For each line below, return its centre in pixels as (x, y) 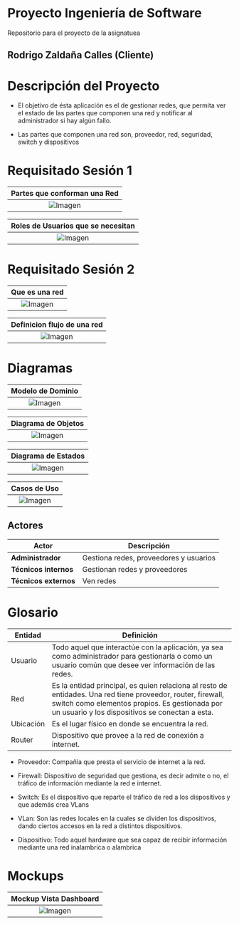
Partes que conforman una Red (65, 194)
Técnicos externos (43, 580)
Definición (140, 635)
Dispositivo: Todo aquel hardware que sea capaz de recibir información (122, 840)
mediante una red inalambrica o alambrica (79, 847)
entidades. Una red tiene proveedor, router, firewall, (138, 694)
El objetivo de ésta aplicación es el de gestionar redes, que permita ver (122, 105)
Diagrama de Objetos (47, 424)
